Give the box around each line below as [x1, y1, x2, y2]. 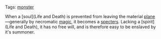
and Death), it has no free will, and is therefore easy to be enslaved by [15, 24, 156, 30]
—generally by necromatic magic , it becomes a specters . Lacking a [5, 19, 141, 24]
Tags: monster [5, 4, 34, 10]
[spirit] [141, 19, 155, 24]
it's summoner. [5, 29, 35, 35]
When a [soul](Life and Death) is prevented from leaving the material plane [5, 14, 155, 19]
